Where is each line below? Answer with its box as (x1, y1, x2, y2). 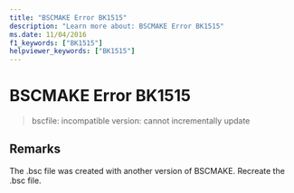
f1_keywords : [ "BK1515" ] (9, 38, 103, 48)
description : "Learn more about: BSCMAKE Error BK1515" (9, 22, 224, 31)
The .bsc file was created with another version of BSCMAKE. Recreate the (9, 165, 285, 176)
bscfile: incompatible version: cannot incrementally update (31, 115, 251, 126)
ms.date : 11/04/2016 (9, 30, 88, 39)
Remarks (9, 142, 62, 157)
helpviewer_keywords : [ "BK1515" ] (9, 47, 136, 56)
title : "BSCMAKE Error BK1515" (9, 13, 128, 23)
